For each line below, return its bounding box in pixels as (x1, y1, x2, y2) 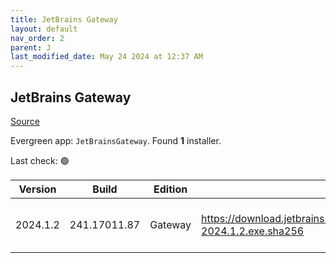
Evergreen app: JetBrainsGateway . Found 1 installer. (10, 134, 222, 146)
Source (10, 115, 40, 127)
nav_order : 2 (10, 33, 65, 43)
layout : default (10, 24, 78, 34)
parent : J (10, 42, 52, 53)
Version (18, 182, 57, 196)
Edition (153, 182, 188, 196)
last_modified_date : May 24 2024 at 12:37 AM (10, 52, 203, 62)
